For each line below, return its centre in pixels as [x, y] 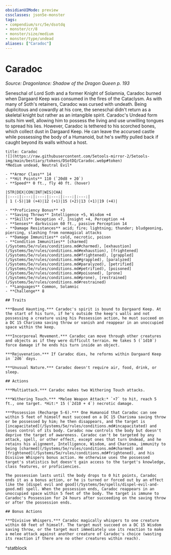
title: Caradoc [22, 152]
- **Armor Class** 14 [28, 174]
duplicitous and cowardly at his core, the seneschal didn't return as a [78, 109]
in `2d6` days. [22, 358]
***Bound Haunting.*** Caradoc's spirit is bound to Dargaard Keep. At [83, 309]
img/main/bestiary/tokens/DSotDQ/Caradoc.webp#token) [64, 161]
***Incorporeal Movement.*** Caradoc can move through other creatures [83, 336]
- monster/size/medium [29, 34]
